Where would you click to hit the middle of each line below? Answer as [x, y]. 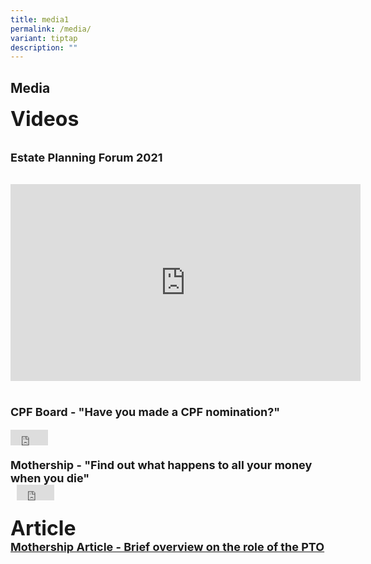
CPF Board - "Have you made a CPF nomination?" [145, 412]
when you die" [50, 478]
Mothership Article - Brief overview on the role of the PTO [167, 547]
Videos [45, 119]
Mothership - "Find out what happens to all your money [161, 465]
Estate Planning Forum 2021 [86, 158]
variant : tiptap [44, 38]
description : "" [44, 47]
